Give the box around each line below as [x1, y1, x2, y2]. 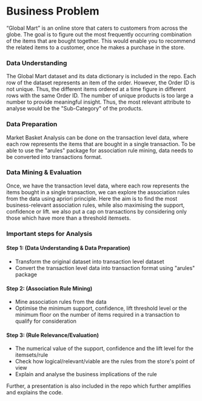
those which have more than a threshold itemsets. [6, 214, 131, 221]
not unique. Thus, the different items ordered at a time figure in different [6, 86, 186, 93]
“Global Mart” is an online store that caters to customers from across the [6, 24, 188, 32]
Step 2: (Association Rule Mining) [6, 285, 93, 292]
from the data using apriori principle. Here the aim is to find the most [6, 195, 178, 202]
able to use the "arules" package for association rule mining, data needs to [6, 147, 194, 154]
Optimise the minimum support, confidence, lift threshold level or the [15, 305, 187, 312]
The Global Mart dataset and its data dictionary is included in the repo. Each [6, 73, 197, 80]
